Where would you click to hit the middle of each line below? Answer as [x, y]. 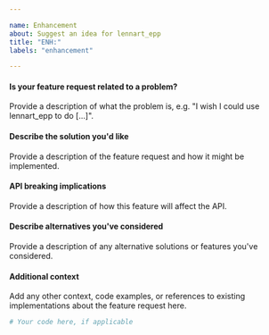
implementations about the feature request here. [98, 306]
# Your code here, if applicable [71, 322]
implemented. [34, 165]
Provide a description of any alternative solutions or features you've [134, 247]
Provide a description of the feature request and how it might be [127, 156]
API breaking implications [58, 186]
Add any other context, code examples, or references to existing [127, 297]
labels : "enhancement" [51, 50]
